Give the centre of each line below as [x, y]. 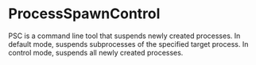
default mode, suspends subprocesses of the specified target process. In [128, 44]
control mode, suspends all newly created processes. [96, 52]
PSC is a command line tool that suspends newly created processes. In [124, 36]
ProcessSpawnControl [84, 14]
